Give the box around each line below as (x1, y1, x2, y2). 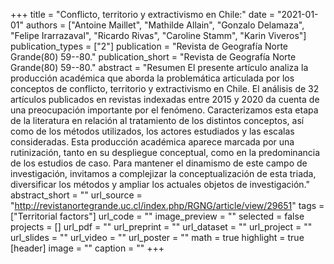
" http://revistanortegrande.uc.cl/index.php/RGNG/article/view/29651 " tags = (10, 200, 325, 211)
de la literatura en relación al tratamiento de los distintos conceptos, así (10, 115, 305, 126)
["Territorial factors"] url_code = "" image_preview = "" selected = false (10, 210, 305, 222)
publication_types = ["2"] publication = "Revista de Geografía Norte (10, 40, 289, 52)
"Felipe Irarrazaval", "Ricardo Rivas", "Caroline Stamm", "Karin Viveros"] (10, 30, 307, 41)
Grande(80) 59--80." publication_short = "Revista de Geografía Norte (10, 51, 297, 63)
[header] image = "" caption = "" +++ (10, 242, 165, 254)
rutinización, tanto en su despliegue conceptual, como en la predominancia (10, 147, 321, 158)
